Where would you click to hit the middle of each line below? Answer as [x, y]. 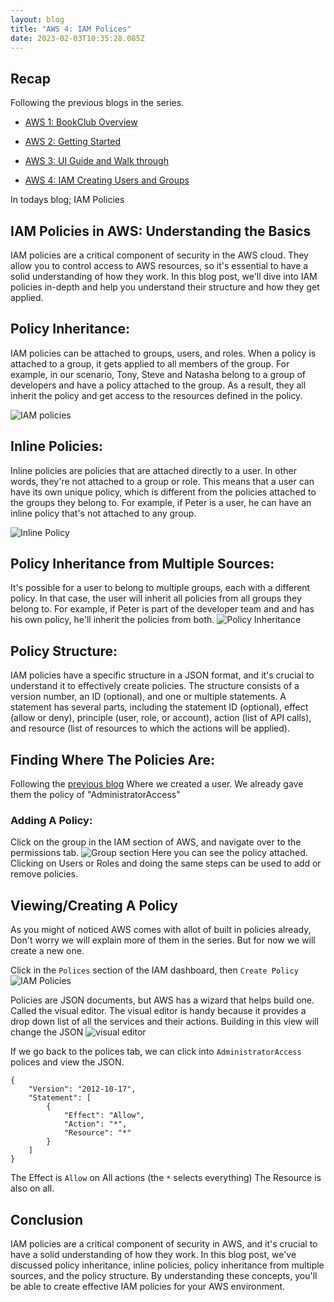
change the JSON [47, 1032]
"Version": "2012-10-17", [82, 1089]
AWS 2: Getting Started [72, 142]
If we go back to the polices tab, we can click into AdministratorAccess [156, 1052]
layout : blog [37, 19]
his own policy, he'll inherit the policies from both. [112, 620]
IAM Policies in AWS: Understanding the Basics [161, 231]
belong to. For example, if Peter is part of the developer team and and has [162, 609]
